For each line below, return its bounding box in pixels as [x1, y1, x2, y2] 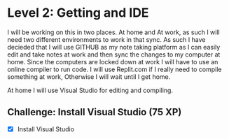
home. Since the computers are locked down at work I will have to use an [7, 57, 218, 66]
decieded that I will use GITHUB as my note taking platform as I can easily [7, 43, 221, 51]
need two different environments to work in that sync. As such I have [7, 35, 206, 43]
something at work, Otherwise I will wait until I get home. [7, 72, 171, 81]
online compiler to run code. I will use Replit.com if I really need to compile [7, 65, 222, 73]
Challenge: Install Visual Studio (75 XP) [7, 106, 182, 118]
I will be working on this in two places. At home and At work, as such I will [7, 28, 220, 36]
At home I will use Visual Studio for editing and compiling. [7, 86, 174, 94]
